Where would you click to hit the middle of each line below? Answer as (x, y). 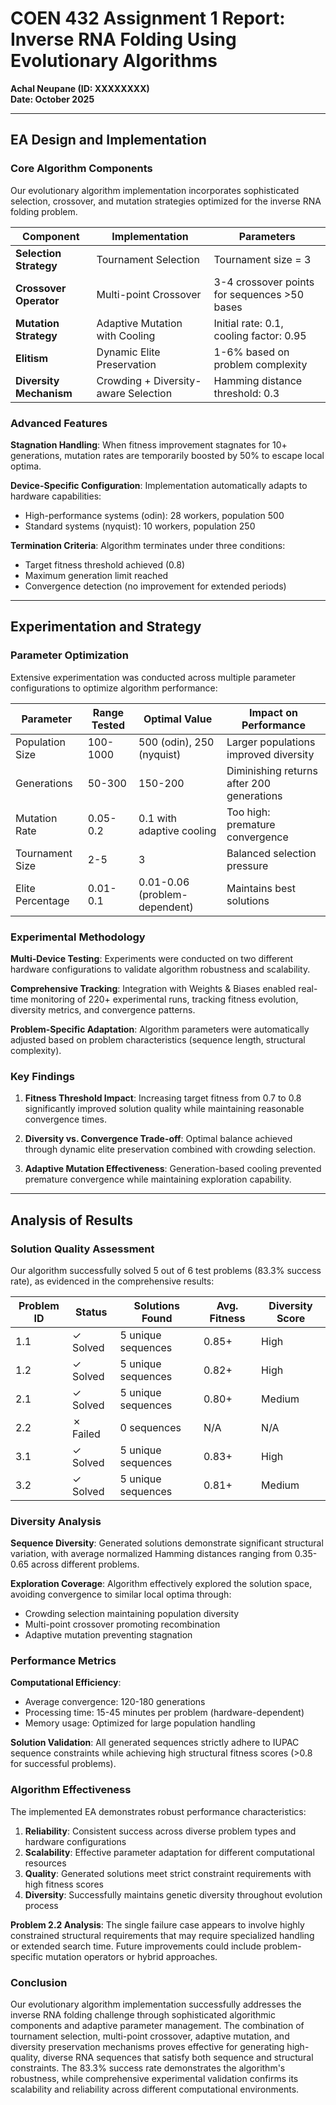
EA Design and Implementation (108, 140)
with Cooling (126, 335)
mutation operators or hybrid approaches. (131, 1956)
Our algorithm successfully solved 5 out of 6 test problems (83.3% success (166, 1270)
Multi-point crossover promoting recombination (122, 1624)
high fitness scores (64, 1884)
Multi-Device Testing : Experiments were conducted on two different (152, 958)
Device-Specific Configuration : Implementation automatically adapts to (159, 485)
